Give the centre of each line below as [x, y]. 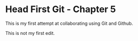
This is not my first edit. [30, 33]
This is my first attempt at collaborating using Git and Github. [69, 23]
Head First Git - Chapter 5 [61, 9]
